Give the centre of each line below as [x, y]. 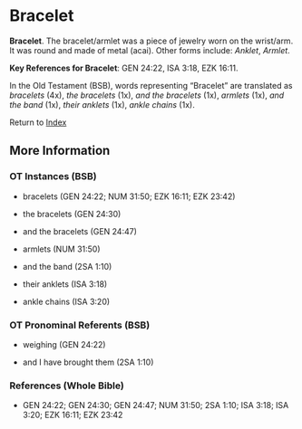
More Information [60, 151]
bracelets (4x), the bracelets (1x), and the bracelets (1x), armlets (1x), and [147, 95]
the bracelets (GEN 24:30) [72, 214]
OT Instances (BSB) [53, 176]
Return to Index [38, 122]
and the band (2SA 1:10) [67, 266]
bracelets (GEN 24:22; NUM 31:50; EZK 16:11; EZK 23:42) [129, 196]
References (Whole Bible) [67, 386]
